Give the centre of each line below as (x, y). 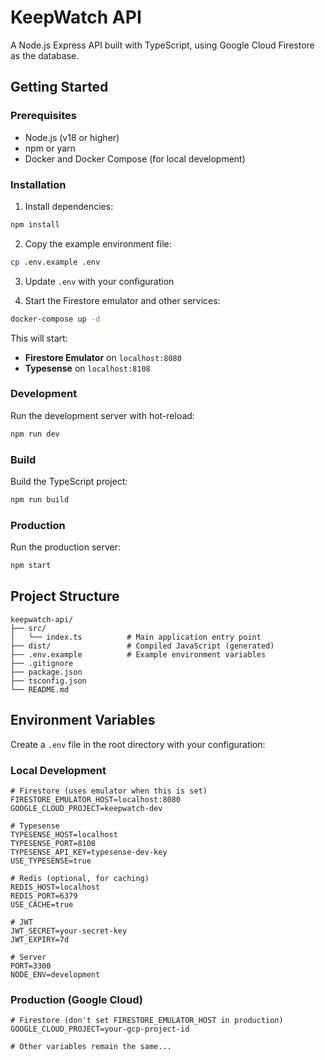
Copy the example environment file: (98, 243)
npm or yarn (50, 148)
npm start (31, 566)
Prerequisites (43, 116)
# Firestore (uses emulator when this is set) (109, 791)
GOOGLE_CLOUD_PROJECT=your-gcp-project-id (100, 1029)
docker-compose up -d (55, 319)
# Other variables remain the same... (91, 1047)
